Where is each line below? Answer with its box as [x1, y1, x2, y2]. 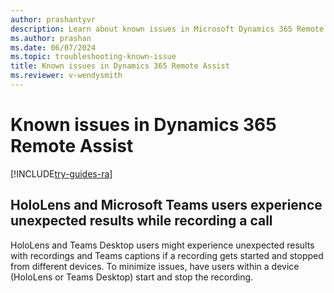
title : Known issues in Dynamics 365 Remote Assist [10, 61, 230, 71]
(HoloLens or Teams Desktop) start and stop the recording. [10, 271, 254, 283]
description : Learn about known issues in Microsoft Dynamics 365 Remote [10, 24, 325, 34]
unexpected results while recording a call [10, 212, 273, 230]
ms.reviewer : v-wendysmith [10, 71, 123, 81]
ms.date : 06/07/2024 [10, 42, 97, 53]
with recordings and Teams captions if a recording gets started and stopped [10, 249, 324, 261]
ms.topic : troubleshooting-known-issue [10, 52, 177, 62]
